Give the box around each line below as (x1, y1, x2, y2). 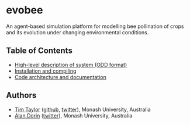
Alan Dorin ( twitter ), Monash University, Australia (14, 112, 133, 119)
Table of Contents (6, 46, 73, 56)
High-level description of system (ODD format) (14, 61, 127, 68)
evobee (6, 3, 43, 17)
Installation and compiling (14, 67, 77, 74)
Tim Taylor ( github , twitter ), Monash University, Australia (14, 106, 151, 113)
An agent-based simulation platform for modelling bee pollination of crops (6, 23, 184, 30)
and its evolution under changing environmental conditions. (6, 28, 149, 35)
